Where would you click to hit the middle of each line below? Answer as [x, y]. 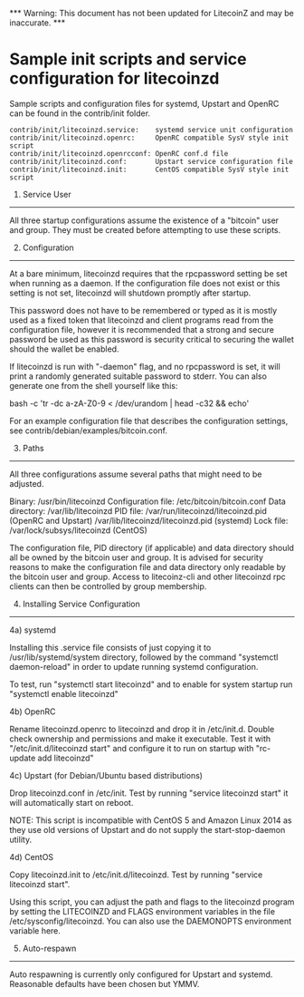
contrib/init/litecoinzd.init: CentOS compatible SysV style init [149, 169]
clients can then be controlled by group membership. [108, 586]
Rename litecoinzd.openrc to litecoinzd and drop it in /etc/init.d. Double [142, 729]
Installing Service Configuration [81, 604]
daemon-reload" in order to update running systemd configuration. [134, 666]
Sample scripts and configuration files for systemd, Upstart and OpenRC [144, 103]
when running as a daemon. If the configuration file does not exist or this [145, 283]
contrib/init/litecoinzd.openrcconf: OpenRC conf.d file [119, 153]
